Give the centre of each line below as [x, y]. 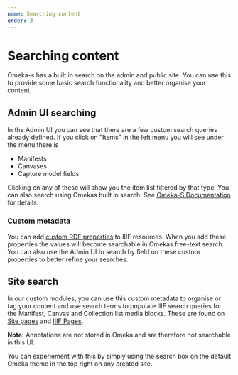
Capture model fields [48, 174]
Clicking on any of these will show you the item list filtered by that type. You [118, 187]
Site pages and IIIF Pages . [45, 321]
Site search [33, 281]
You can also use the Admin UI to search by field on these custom [104, 251]
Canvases [32, 166]
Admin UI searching [52, 113]
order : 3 [20, 21]
